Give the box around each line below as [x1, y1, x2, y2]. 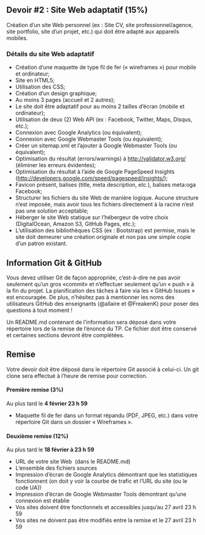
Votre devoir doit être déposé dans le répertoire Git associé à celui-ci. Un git [6, 365, 199, 373]
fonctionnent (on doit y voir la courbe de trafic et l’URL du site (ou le [15, 477, 188, 485]
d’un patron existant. [15, 240, 68, 248]
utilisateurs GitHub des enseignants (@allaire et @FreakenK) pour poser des [6, 300, 199, 307]
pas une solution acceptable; [15, 207, 89, 214]
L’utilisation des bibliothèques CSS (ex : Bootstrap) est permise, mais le [15, 227, 195, 234]
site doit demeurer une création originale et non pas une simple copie [15, 233, 191, 241]
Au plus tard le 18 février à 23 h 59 [6, 446, 95, 453]
